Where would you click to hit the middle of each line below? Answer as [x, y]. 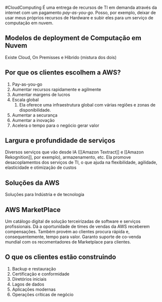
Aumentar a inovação [33, 120]
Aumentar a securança [35, 115]
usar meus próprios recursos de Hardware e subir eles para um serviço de [79, 18]
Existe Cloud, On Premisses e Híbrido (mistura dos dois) [61, 57]
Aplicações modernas [34, 289]
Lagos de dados [28, 284]
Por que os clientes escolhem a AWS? [63, 73]
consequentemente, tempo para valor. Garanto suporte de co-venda [73, 237]
